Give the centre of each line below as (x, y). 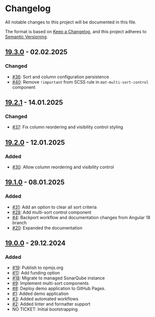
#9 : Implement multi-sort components (50, 283)
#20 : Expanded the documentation (47, 227)
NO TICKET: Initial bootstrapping (45, 309)
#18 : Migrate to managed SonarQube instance (58, 278)
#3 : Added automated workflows (45, 299)
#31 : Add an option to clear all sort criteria (54, 207)
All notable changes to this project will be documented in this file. (71, 22)
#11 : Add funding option (36, 273)
